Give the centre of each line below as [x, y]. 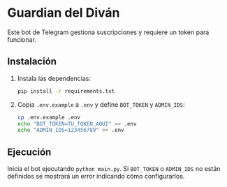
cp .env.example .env [49, 117]
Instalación [32, 62]
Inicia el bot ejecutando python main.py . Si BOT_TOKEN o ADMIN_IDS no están [114, 169]
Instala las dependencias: [54, 78]
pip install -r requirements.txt [66, 91]
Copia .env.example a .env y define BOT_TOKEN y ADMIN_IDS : [101, 104]
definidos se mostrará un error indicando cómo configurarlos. [96, 177]
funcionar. [22, 39]
